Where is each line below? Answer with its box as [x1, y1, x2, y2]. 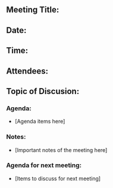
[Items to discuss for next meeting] [14, 175, 101, 182]
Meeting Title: [6, 5, 59, 15]
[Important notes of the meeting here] [14, 146, 108, 153]
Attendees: [6, 66, 49, 76]
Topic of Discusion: [6, 86, 80, 96]
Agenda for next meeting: [6, 161, 82, 169]
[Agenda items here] [14, 118, 65, 125]
